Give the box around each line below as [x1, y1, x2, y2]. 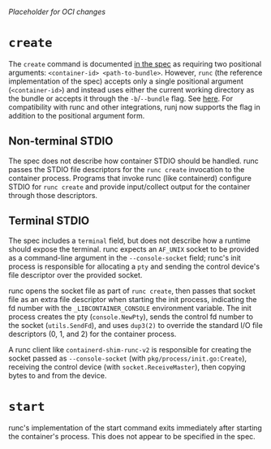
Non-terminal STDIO [8, 134, 114, 149]
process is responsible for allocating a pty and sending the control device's [8, 261, 260, 271]
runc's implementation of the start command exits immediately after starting [8, 422, 262, 433]
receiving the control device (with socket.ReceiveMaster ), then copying [8, 361, 246, 372]
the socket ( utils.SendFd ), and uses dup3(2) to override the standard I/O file [8, 320, 264, 330]
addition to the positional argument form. [8, 110, 145, 120]
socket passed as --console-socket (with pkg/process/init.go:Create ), [8, 353, 247, 363]
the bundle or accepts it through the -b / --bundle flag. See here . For [8, 93, 234, 103]
